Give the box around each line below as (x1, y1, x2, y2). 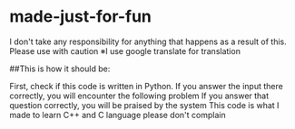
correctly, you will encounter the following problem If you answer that (9, 90, 270, 101)
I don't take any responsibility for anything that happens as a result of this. (9, 36, 288, 47)
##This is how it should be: (9, 63, 111, 74)
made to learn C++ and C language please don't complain (9, 109, 226, 120)
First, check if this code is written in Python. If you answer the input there (9, 80, 283, 91)
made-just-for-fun (9, 6, 152, 27)
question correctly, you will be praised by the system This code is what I (9, 99, 280, 110)
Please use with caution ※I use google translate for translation (9, 45, 241, 56)
